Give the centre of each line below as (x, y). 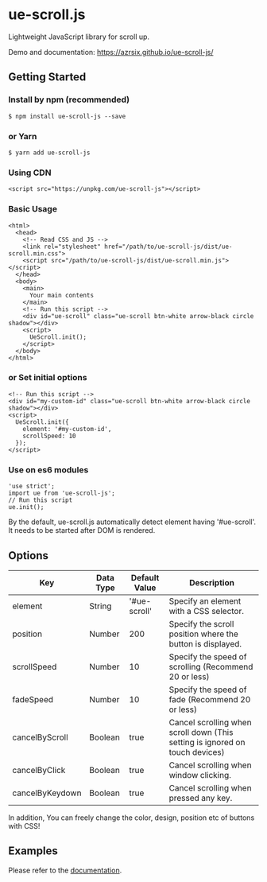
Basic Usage (33, 209)
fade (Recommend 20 (210, 699)
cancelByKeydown (47, 793)
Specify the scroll (201, 624)
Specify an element (205, 600)
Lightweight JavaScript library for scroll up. (79, 37)
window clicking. (200, 775)
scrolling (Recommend (211, 666)
